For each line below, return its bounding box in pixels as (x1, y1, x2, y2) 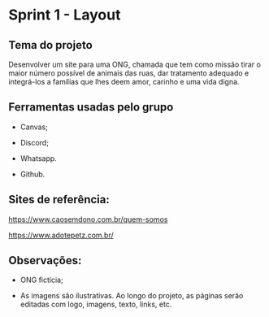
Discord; (20, 137, 49, 147)
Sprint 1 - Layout (8, 6, 121, 24)
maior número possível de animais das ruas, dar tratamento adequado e (8, 68, 249, 78)
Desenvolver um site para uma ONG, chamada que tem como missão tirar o (8, 59, 262, 69)
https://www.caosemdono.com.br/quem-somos (8, 214, 168, 224)
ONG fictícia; (20, 275, 63, 285)
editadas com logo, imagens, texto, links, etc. (20, 299, 172, 310)
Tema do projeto (8, 38, 93, 52)
